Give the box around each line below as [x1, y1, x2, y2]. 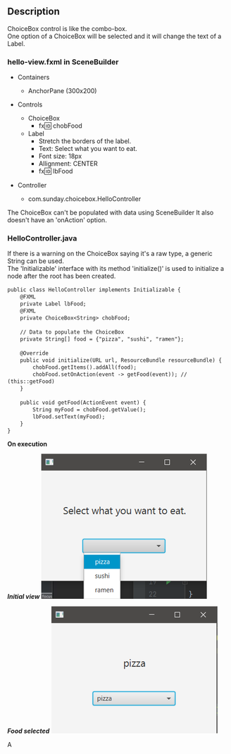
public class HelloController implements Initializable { [7, 286, 181, 293]
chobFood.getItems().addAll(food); [32, 364, 137, 371]
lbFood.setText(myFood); [32, 413, 106, 420]
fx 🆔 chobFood [38, 121, 82, 130]
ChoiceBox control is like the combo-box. [7, 24, 127, 32]
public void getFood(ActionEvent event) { [20, 399, 146, 406]
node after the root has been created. [7, 272, 116, 281]
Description [7, 6, 60, 18]
